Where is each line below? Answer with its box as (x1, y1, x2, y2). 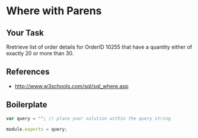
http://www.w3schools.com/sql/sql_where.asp (14, 82, 129, 89)
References (6, 67, 50, 77)
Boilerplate (6, 100, 47, 110)
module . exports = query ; (6, 126, 68, 132)
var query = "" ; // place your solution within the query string (6, 115, 171, 121)
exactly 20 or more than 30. (6, 50, 74, 57)
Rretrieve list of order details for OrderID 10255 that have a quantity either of (6, 43, 193, 50)
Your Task (6, 28, 44, 38)
